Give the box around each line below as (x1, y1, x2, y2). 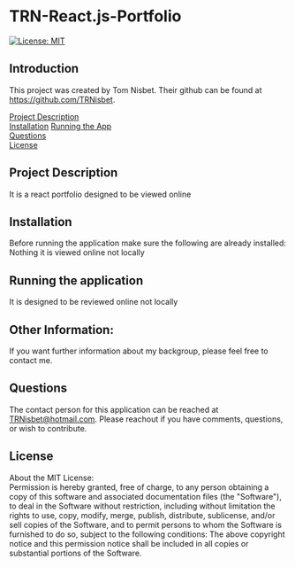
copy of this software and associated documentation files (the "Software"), (9, 491, 283, 501)
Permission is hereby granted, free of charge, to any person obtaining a (9, 481, 269, 493)
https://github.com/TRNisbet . (9, 94, 116, 105)
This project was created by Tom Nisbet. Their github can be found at (9, 84, 262, 95)
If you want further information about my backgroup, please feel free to (9, 346, 269, 356)
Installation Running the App (9, 120, 112, 131)
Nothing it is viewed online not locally (9, 247, 146, 258)
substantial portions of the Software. (9, 548, 142, 558)
